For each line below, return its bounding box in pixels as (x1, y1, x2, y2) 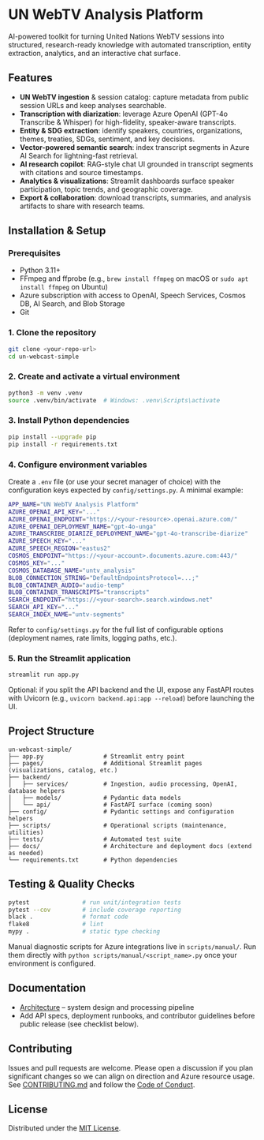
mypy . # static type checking (8, 928, 160, 936)
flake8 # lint (8, 921, 104, 929)
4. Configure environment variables (8, 459, 147, 470)
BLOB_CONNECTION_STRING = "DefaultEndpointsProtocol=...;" (8, 574, 199, 581)
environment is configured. (8, 959, 96, 968)
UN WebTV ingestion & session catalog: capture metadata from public (19, 92, 250, 102)
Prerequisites (8, 248, 61, 259)
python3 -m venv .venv (8, 389, 83, 397)
